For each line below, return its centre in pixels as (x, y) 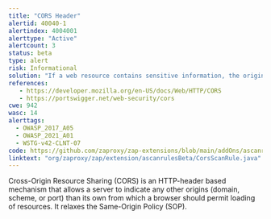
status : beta (30, 53)
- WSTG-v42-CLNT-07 (48, 143)
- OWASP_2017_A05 (45, 128)
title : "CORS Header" (45, 16)
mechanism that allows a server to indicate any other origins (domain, (124, 189)
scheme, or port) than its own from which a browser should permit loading (132, 198)
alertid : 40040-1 (38, 23)
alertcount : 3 (32, 46)
